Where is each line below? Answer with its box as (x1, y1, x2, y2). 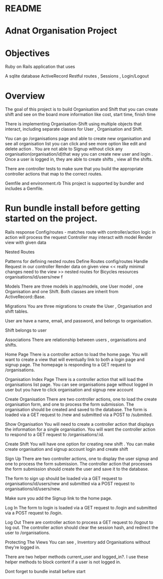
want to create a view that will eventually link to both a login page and (5, 357, 145, 362)
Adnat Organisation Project (5, 25, 117, 37)
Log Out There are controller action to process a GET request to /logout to (5, 519, 153, 525)
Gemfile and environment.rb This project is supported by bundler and (5, 180, 144, 186)
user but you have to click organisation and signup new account (5, 387, 133, 393)
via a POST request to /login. (5, 510, 63, 516)
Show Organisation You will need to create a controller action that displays (5, 421, 154, 427)
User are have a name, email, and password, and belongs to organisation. (5, 318, 152, 324)
